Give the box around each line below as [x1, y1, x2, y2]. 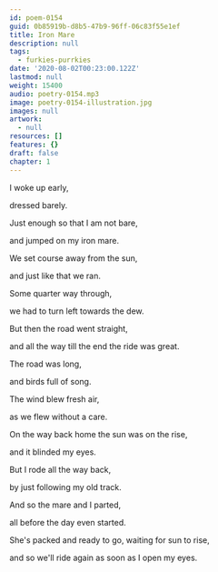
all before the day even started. [9, 517, 127, 527]
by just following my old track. [9, 481, 122, 492]
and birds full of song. [9, 376, 92, 386]
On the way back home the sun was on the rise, [9, 428, 188, 439]
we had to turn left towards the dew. [9, 306, 144, 316]
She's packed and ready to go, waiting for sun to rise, [9, 534, 211, 546]
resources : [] [9, 132, 64, 141]
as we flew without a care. [9, 411, 108, 422]
